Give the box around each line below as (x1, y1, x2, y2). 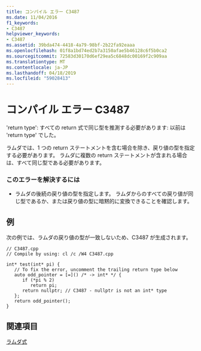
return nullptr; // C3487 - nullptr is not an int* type (22, 288, 167, 294)
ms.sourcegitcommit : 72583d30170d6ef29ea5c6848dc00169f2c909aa (6, 53, 167, 59)
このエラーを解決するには (6, 175, 80, 184)
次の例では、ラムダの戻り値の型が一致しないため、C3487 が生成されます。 (6, 234, 191, 241)
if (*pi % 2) (22, 277, 55, 283)
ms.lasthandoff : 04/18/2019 (6, 70, 77, 76)
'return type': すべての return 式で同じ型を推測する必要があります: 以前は (6, 124, 186, 132)
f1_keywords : (6, 20, 39, 26)
